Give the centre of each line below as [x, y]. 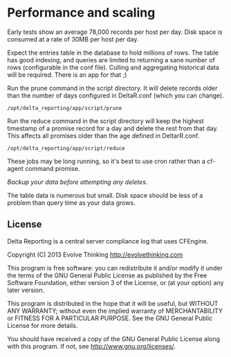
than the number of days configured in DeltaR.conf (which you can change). [116, 95]
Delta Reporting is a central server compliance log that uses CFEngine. [108, 241]
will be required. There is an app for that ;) [67, 75]
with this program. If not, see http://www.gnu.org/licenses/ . [92, 346]
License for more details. [43, 325]
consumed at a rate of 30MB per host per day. [73, 39]
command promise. [53, 168]
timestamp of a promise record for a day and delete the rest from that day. [113, 128]
